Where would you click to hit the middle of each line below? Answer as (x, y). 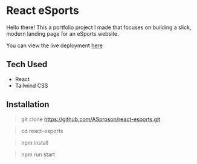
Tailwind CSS (31, 85)
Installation (28, 104)
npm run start (38, 154)
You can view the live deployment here (54, 45)
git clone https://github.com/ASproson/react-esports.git (91, 119)
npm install (35, 142)
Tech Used (27, 64)
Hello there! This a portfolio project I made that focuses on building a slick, (99, 27)
